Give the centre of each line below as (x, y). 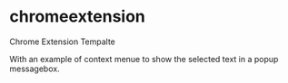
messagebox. (35, 69)
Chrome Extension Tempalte (63, 41)
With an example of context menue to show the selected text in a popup (144, 59)
